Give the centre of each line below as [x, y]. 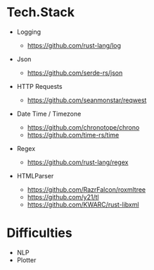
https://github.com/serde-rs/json [75, 73]
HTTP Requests [39, 86]
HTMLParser [35, 176]
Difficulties [39, 233]
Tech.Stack [41, 12]
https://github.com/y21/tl [63, 197]
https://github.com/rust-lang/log [74, 45]
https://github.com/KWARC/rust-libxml [83, 204]
